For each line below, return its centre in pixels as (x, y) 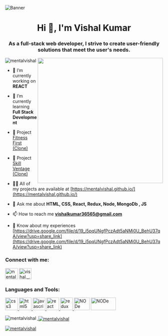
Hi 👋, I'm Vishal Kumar (84, 28)
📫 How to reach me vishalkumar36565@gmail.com (67, 214)
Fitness (20, 138)
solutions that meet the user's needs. (84, 50)
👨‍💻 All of (21, 184)
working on (24, 81)
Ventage (21, 169)
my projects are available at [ (42, 189)
